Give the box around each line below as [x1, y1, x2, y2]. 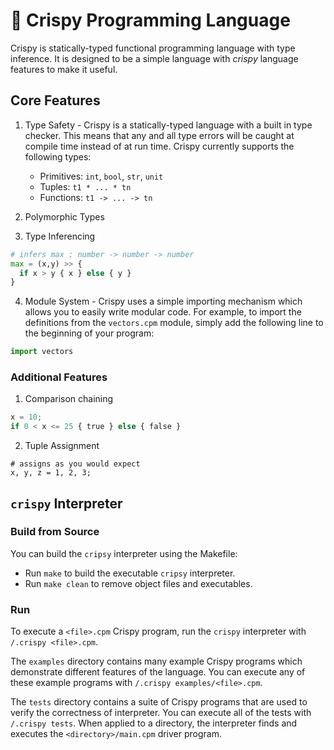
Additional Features [10, 370, 108, 384]
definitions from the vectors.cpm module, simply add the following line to [24, 317, 324, 329]
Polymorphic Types [24, 210, 105, 223]
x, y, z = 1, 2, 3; [10, 468, 92, 478]
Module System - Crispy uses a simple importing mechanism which [24, 295, 303, 308]
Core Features [10, 92, 101, 109]
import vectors [10, 347, 74, 357]
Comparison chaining [24, 393, 114, 405]
